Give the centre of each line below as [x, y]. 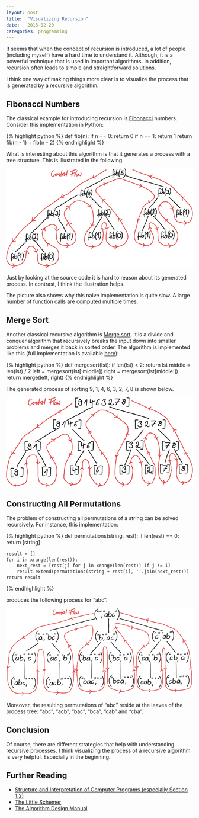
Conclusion [28, 730]
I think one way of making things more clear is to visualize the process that [97, 79]
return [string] [23, 543]
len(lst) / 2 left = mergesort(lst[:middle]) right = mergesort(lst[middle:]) [92, 371]
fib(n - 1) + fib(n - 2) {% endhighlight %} [55, 143]
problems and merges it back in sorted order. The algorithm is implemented [98, 347]
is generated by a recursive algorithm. [52, 85]
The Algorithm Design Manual [51, 809]
